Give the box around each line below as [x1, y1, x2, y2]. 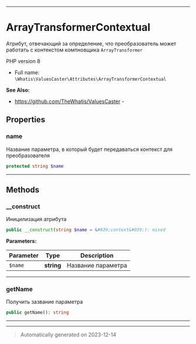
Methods [6, 185, 40, 195]
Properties [6, 115, 45, 125]
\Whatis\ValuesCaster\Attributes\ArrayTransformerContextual [14, 76, 167, 82]
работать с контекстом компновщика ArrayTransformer [6, 46, 143, 53]
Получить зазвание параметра [6, 298, 83, 305]
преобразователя [6, 152, 50, 159]
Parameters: [6, 238, 37, 245]
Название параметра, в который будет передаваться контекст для [6, 146, 173, 153]
